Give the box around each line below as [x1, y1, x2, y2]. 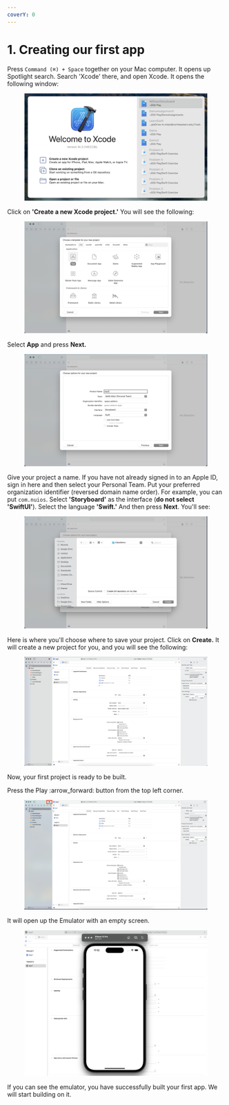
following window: [7, 80, 59, 88]
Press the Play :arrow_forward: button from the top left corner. [7, 786, 184, 794]
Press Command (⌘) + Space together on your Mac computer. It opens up [7, 64, 211, 73]
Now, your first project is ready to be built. [7, 772, 127, 781]
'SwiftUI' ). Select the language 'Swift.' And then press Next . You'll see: [7, 502, 210, 511]
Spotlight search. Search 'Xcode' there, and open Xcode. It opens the [7, 72, 205, 80]
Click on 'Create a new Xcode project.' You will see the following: [7, 208, 195, 216]
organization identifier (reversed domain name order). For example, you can [7, 488, 223, 496]
